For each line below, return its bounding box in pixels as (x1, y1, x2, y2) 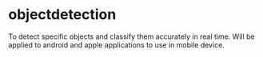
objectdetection (8, 6, 117, 24)
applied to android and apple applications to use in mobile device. (8, 40, 225, 49)
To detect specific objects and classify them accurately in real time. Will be (8, 32, 255, 41)
